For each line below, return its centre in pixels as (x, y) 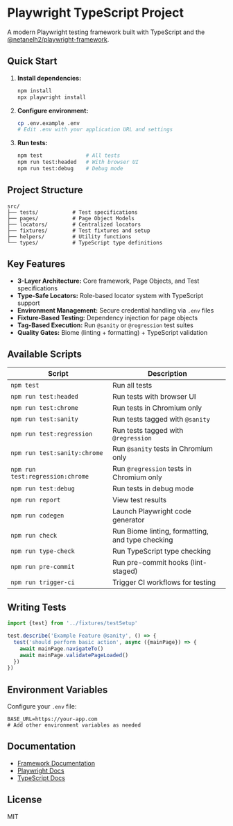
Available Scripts (44, 354)
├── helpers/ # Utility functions (69, 237)
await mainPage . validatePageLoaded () (74, 655)
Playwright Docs (41, 770)
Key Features (36, 264)
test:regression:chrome (50, 477)
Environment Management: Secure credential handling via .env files (115, 310)
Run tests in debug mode (153, 489)
